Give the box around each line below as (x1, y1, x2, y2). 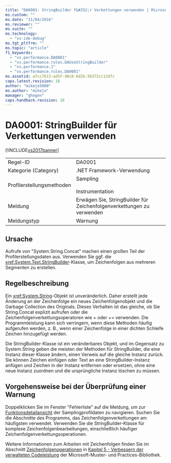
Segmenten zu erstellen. (5, 265, 56, 270)
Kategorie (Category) (8, 167, 59, 174)
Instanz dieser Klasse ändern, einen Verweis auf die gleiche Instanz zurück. (5, 351, 164, 357)
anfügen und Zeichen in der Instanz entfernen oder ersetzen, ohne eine (5, 362, 155, 368)
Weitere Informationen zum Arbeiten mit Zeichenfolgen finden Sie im (5, 441, 149, 447)
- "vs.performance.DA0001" (10, 55, 67, 60)
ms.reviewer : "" (5, 21, 40, 27)
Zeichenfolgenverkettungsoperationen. (5, 431, 88, 437)
